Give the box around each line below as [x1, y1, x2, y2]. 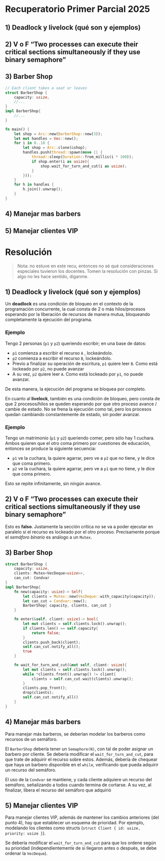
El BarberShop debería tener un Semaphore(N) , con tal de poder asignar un [5, 745, 154, 752]
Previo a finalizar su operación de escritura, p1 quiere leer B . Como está [12, 361, 158, 367]
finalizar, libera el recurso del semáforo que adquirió [5, 787, 112, 793]
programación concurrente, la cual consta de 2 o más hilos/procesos [5, 306, 146, 312]
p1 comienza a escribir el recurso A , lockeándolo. [12, 350, 113, 356]
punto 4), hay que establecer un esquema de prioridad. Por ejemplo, [5, 820, 145, 826]
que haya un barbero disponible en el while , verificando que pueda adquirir [5, 761, 159, 767]
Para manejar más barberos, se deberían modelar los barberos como [5, 731, 146, 737]
